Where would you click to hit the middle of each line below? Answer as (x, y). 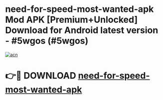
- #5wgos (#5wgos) (47, 41)
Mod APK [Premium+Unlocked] (72, 20)
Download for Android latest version (82, 30)
